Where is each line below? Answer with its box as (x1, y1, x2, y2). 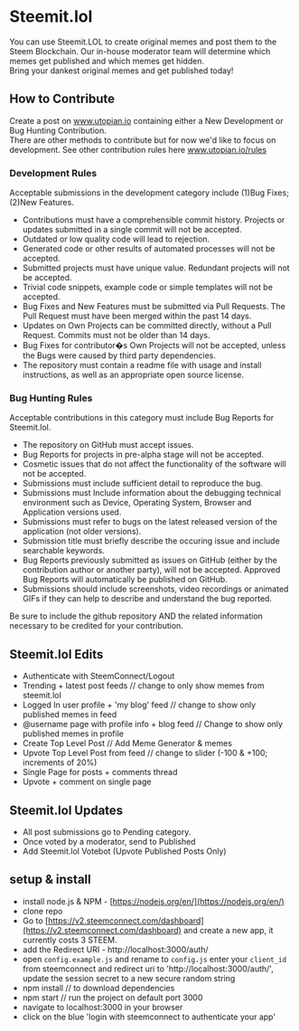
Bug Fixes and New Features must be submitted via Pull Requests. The (22, 301, 286, 312)
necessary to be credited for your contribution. (9, 620, 183, 631)
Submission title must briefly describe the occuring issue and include (22, 535, 280, 546)
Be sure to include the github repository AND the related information (9, 610, 264, 621)
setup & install (9, 872, 92, 887)
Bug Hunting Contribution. (9, 125, 107, 136)
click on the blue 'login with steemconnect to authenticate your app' (22, 1011, 276, 1022)
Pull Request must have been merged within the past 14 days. (22, 310, 252, 322)
